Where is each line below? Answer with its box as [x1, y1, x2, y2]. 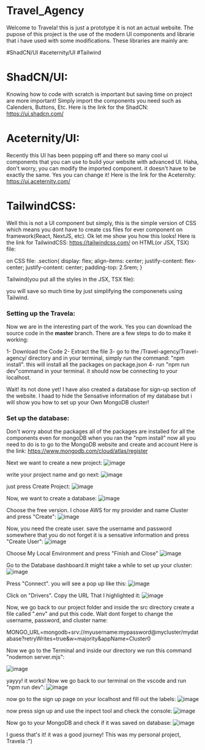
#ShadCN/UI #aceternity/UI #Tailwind [6, 48, 102, 56]
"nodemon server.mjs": [6, 653, 65, 661]
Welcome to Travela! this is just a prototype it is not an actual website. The [6, 24, 194, 31]
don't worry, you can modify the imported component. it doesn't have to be [6, 165, 196, 172]
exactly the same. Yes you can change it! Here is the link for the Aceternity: [6, 171, 196, 178]
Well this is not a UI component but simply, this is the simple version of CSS [6, 219, 197, 226]
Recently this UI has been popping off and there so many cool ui [6, 151, 168, 159]
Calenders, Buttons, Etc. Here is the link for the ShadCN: [6, 103, 149, 111]
